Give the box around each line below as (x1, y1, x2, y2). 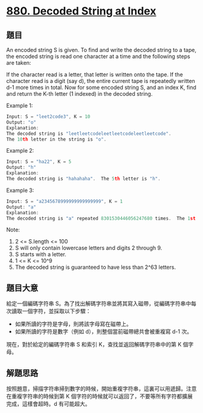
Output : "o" (6, 119, 36, 125)
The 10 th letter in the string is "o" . (6, 136, 107, 142)
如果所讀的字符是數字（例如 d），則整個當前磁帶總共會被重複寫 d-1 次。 (14, 328, 192, 335)
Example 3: (6, 187, 34, 194)
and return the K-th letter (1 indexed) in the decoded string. (6, 90, 153, 97)
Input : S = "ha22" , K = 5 (6, 159, 71, 165)
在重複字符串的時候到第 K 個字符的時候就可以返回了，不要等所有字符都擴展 (6, 392, 193, 400)
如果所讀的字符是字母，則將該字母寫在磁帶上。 (14, 320, 132, 328)
